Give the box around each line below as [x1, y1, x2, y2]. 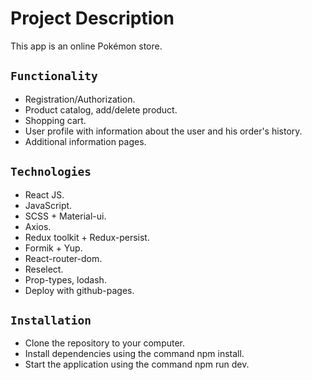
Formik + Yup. [24, 242, 83, 254]
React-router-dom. [24, 252, 103, 264]
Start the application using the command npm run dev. [24, 358, 250, 371]
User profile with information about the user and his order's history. [24, 125, 303, 137]
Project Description [10, 7, 175, 30]
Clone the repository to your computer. [24, 337, 186, 349]
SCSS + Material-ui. [24, 210, 107, 222]
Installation [10, 313, 92, 327]
